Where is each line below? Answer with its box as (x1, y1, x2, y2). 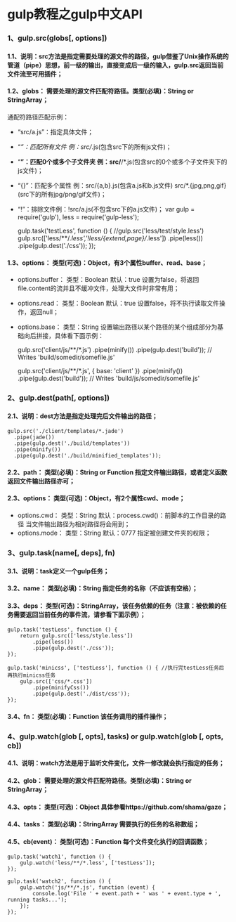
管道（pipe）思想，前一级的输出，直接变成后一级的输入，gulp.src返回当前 (7, 60, 224, 69)
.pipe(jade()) (13, 434, 55, 441)
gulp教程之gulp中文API (7, 6, 143, 22)
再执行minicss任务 (7, 672, 56, 679)
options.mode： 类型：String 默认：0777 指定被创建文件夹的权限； (17, 528, 212, 538)
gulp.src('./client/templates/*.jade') (7, 428, 124, 435)
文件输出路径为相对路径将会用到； (31, 520, 131, 528)
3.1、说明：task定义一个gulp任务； (7, 566, 110, 575)
